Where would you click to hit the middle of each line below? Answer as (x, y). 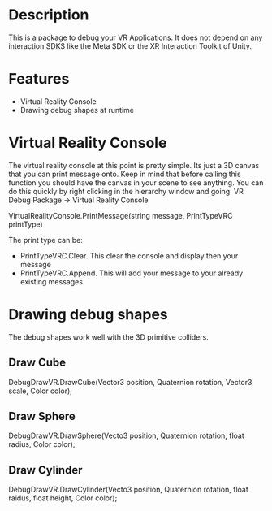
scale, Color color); (41, 391)
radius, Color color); (42, 444)
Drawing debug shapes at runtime (77, 110)
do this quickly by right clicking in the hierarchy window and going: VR (126, 191)
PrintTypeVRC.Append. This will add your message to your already (132, 273)
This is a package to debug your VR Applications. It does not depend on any (136, 37)
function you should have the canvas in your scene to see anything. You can (136, 182)
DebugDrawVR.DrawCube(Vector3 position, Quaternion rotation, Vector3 (130, 382)
